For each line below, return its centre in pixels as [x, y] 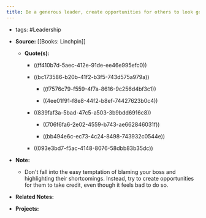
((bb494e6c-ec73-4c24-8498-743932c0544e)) [104, 136]
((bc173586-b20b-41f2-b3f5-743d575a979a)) [91, 77]
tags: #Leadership [38, 29]
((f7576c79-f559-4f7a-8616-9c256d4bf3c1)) [99, 89]
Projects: [27, 208]
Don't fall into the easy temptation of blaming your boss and [100, 171]
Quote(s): [37, 53]
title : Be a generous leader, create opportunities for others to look [100, 12]
